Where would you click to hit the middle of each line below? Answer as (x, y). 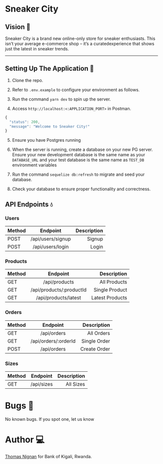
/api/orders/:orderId (53, 341)
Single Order (96, 341)
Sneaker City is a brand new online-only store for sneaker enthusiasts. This (80, 38)
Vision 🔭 (18, 27)
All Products (113, 282)
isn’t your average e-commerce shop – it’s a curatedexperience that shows (80, 44)
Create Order (95, 349)
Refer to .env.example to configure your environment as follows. (76, 90)
